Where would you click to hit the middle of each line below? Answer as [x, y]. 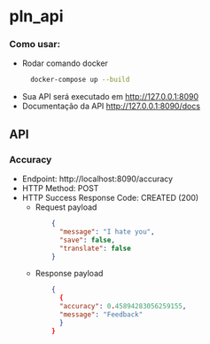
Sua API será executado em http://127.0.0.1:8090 [110, 97]
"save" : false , [87, 240]
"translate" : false [95, 248]
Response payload [69, 274]
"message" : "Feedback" [101, 315]
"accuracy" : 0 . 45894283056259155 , [123, 307]
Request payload [66, 207]
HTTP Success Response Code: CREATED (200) [110, 198]
